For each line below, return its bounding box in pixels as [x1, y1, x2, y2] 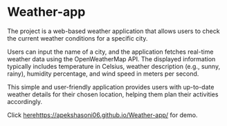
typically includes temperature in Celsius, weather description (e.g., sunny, [7, 62, 220, 70]
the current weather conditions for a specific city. [7, 34, 148, 42]
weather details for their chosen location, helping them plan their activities [7, 90, 219, 98]
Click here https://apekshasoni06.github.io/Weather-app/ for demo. [7, 111, 198, 119]
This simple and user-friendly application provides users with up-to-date [7, 83, 215, 91]
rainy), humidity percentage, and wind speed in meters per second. [7, 70, 199, 78]
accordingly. [7, 97, 43, 105]
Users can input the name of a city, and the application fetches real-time [7, 48, 214, 56]
